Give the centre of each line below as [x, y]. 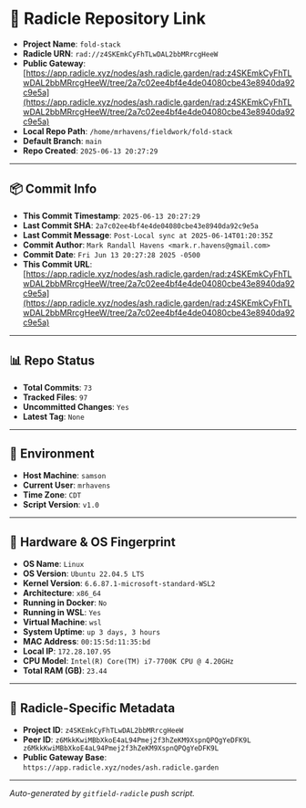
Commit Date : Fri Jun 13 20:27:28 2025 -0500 [111, 254]
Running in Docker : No [65, 603]
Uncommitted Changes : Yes [76, 406]
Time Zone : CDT [52, 495]
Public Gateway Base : [65, 757]
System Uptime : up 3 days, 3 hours [92, 632]
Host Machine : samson [64, 476]
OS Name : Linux [53, 564]
